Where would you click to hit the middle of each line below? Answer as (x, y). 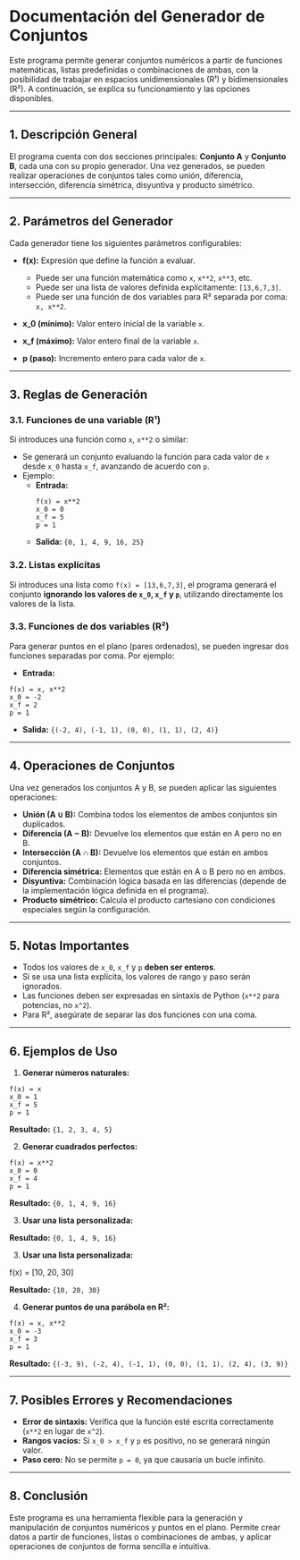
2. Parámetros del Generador (91, 221)
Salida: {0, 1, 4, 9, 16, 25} (90, 542)
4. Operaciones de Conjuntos (92, 766)
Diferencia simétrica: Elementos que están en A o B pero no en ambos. (154, 871)
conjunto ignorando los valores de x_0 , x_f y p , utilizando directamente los (146, 594)
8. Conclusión (49, 1496)
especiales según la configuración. (87, 909)
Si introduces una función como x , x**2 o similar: (99, 439)
